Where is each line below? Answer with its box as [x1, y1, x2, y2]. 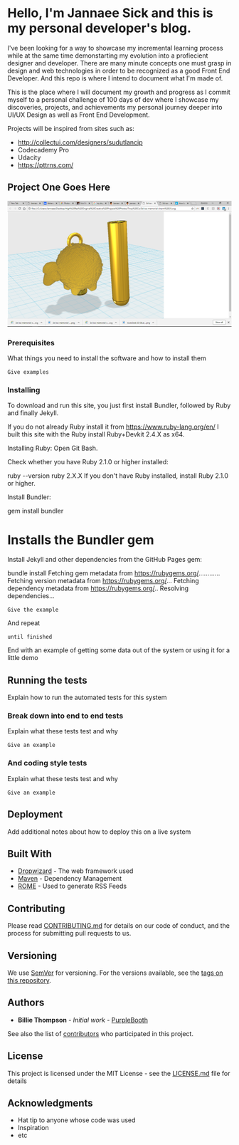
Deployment [7, 808, 63, 820]
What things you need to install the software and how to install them [7, 354, 206, 362]
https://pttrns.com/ [17, 160, 73, 169]
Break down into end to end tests [7, 711, 124, 721]
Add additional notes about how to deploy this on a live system [7, 827, 191, 836]
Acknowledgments [7, 1097, 94, 1109]
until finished [7, 634, 53, 641]
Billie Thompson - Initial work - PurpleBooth [17, 1015, 148, 1024]
